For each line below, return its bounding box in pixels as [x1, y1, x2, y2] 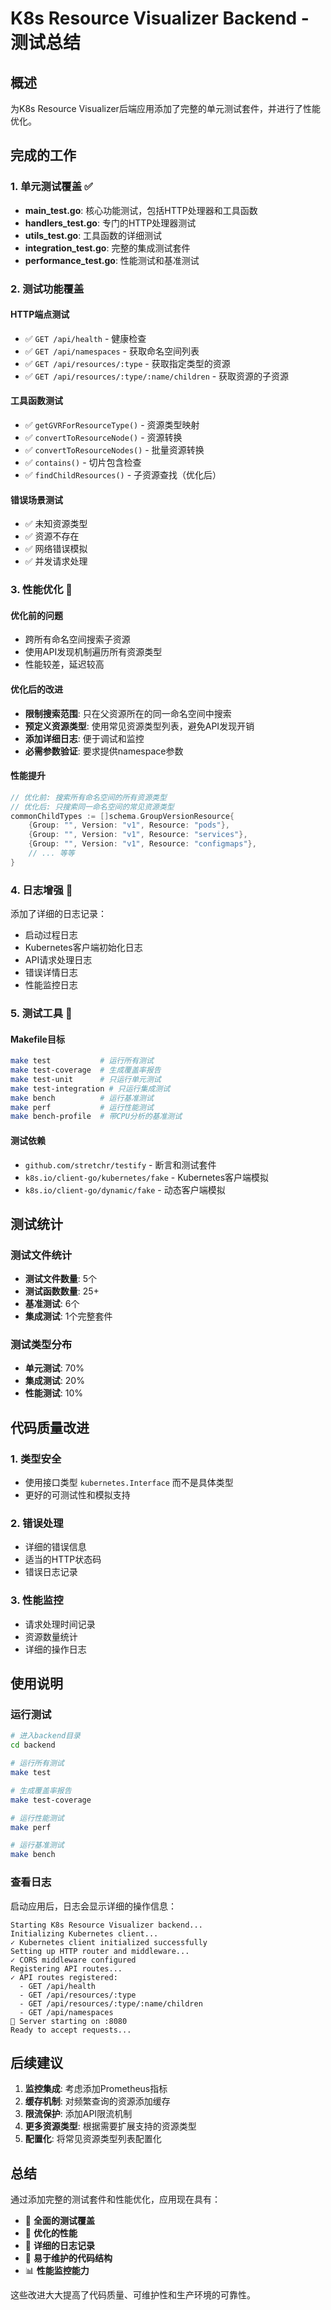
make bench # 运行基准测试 [10, 1093, 154, 1103]
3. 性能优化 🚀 [10, 583, 73, 597]
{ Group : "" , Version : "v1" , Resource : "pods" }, [28, 820, 230, 831]
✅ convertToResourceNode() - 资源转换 [24, 432, 183, 444]
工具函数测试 [10, 395, 63, 407]
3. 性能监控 [10, 1593, 64, 1607]
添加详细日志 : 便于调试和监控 [24, 732, 145, 744]
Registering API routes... [10, 1963, 123, 1974]
